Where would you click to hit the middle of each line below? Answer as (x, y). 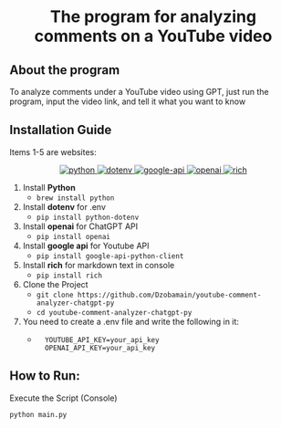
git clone (55, 295)
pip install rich (69, 276)
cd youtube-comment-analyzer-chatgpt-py (114, 312)
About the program (65, 70)
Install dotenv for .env (64, 206)
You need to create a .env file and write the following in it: (131, 321)
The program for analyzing (153, 17)
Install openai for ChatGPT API (80, 226)
